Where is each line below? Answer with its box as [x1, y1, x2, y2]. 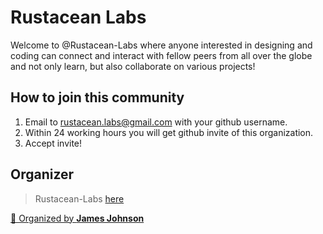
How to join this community [10, 89, 185, 106]
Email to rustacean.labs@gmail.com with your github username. [24, 116, 288, 128]
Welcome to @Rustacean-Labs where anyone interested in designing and [10, 39, 313, 51]
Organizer [10, 166, 75, 183]
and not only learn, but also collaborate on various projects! [10, 60, 256, 72]
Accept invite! [24, 137, 83, 149]
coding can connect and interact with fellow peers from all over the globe [10, 49, 313, 61]
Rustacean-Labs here [34, 192, 125, 205]
